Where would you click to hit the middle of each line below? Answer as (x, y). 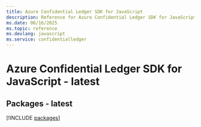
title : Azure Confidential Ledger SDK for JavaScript (75, 12)
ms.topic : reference (32, 28)
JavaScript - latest (53, 82)
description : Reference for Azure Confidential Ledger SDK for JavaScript (101, 17)
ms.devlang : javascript (36, 34)
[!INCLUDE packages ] (33, 118)
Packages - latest (39, 103)
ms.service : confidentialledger (46, 39)
